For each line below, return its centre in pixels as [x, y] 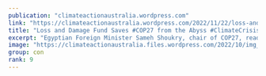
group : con [26, 52]
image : [19, 45]
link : [17, 23]
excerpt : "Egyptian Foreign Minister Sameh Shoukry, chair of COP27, [125, 38]
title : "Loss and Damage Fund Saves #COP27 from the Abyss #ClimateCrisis [134, 30]
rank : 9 [21, 60]
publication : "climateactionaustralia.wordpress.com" [99, 15]
